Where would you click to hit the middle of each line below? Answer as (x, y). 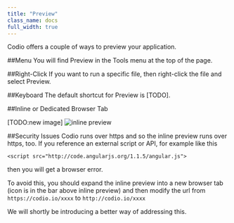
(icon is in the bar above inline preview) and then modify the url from (106, 191)
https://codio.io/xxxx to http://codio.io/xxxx (77, 198)
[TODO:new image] (35, 122)
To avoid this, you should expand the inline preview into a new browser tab (115, 183)
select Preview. (29, 82)
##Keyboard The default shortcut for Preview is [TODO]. (89, 95)
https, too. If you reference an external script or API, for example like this (112, 144)
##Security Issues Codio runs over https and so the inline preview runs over (117, 136)
